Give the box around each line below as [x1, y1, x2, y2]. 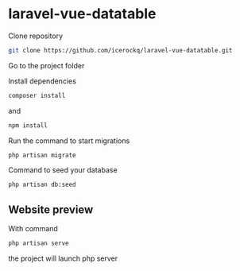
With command [8, 224, 58, 234]
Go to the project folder [8, 60, 85, 70]
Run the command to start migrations [8, 136, 130, 145]
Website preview [8, 203, 94, 216]
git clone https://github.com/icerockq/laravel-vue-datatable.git [8, 46, 233, 54]
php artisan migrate [8, 151, 77, 159]
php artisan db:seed [8, 180, 77, 189]
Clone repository [8, 31, 64, 41]
